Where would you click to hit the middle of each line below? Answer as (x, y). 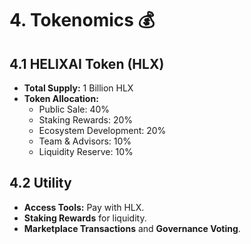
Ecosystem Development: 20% (102, 130)
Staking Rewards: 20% (86, 120)
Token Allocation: (61, 98)
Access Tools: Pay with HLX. (84, 207)
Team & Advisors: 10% (85, 141)
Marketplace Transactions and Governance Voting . (132, 228)
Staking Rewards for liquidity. (85, 218)
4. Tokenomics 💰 (82, 20)
